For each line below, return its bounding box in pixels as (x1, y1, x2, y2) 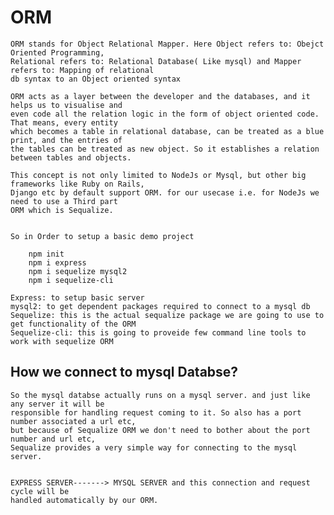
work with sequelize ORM (10, 336, 114, 346)
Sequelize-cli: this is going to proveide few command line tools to (10, 327, 307, 338)
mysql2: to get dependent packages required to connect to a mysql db (10, 301, 311, 311)
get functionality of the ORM (10, 319, 137, 329)
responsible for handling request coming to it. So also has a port (10, 407, 302, 418)
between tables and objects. (10, 152, 132, 163)
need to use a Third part (10, 196, 118, 206)
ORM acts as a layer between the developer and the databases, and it (10, 91, 311, 101)
